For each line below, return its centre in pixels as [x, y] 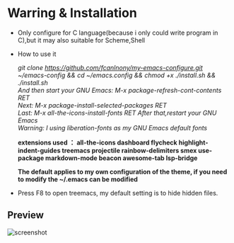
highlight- [193, 142]
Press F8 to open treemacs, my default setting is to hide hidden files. [118, 193]
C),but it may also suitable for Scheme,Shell [81, 40]
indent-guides [39, 150]
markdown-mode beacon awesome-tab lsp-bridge [121, 158]
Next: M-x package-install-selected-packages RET [92, 105]
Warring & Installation [72, 13]
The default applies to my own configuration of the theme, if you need [122, 171]
